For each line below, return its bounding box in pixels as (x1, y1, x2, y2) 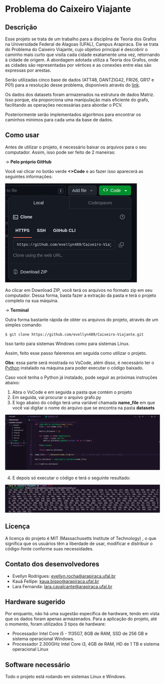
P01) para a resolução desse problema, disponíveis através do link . (5, 82, 140, 88)
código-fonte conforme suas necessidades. (5, 545, 94, 551)
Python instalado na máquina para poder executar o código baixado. (5, 365, 144, 370)
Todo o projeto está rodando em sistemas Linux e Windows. (5, 674, 127, 680)
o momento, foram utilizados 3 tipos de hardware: (5, 621, 106, 627)
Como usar (5, 131, 40, 140)
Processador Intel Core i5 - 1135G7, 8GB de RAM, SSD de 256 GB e (12, 630, 148, 637)
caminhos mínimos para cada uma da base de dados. (5, 117, 113, 122)
